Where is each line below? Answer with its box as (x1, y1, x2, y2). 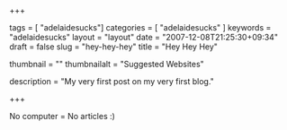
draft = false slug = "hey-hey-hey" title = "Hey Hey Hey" (9, 41, 219, 52)
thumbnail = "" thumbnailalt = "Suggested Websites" (9, 59, 204, 69)
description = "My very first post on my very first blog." (9, 76, 214, 86)
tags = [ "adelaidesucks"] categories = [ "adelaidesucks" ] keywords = (9, 22, 272, 32)
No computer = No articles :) (9, 111, 115, 121)
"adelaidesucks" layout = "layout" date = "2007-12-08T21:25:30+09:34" (9, 32, 279, 42)
